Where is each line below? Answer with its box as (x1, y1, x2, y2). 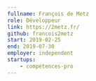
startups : (7, 56, 36, 63)
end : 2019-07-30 (7, 43, 55, 50)
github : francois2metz (7, 30, 74, 37)
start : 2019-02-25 (7, 37, 61, 44)
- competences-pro (20, 63, 74, 70)
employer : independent (7, 50, 74, 57)
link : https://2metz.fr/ (7, 23, 80, 30)
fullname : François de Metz (7, 10, 90, 18)
